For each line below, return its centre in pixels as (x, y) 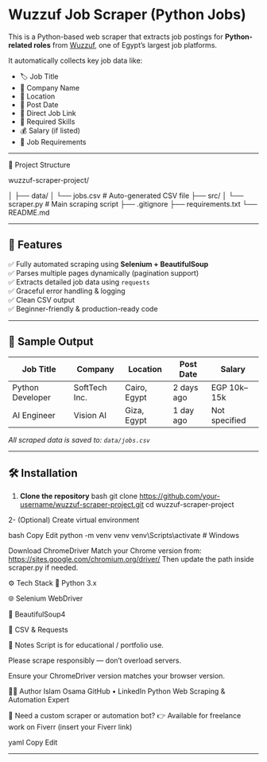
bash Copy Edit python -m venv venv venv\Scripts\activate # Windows (124, 536)
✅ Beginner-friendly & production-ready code (83, 308)
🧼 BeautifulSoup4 (37, 614)
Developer (32, 397)
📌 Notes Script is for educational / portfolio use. (86, 645)
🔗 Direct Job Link (48, 113)
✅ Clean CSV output (42, 300)
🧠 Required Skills (47, 122)
